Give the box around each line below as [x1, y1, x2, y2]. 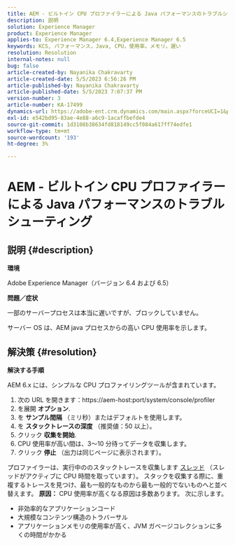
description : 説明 [7, 17, 59, 24]
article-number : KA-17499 [7, 102, 83, 109]
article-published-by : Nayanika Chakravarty [7, 82, 139, 89]
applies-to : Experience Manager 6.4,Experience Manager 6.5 [7, 36, 187, 43]
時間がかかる [29, 530, 67, 539]
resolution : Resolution [7, 50, 77, 57]
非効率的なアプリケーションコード [17, 504, 116, 512]
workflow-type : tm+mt [7, 127, 71, 134]
